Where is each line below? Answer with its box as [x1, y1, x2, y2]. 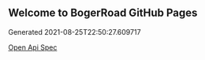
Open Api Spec [8, 43, 58, 52]
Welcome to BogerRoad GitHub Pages [8, 6, 198, 20]
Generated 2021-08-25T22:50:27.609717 [8, 27, 141, 36]
